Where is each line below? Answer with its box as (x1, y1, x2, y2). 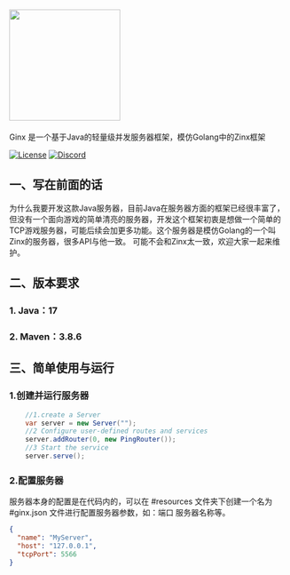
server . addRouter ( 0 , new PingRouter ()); (25, 435, 176, 444)
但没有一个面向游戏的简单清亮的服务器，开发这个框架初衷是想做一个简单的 (9, 213, 281, 224)
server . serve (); (25, 451, 86, 461)
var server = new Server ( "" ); (25, 419, 137, 427)
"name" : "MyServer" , (17, 533, 93, 542)
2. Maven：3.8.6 (9, 330, 82, 342)
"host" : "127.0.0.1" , (17, 541, 98, 550)
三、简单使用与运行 (9, 361, 114, 376)
